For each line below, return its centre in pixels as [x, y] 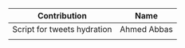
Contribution [62, 16]
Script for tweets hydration [62, 29]
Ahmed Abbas [146, 29]
